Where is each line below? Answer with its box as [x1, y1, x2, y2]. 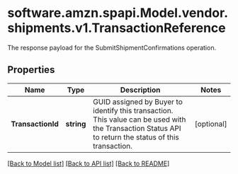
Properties [7, 64, 55, 76]
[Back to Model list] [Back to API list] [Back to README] [7, 159, 170, 168]
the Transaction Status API [93, 123, 182, 133]
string [65, 119, 86, 129]
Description [120, 85, 161, 95]
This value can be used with [93, 115, 186, 124]
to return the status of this [93, 132, 179, 142]
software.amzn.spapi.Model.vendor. [7, 5, 229, 21]
